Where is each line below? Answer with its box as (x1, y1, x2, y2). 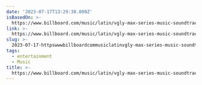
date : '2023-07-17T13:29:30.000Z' (6, 8, 93, 15)
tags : (6, 48, 20, 54)
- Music (11, 59, 31, 65)
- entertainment (11, 53, 52, 59)
